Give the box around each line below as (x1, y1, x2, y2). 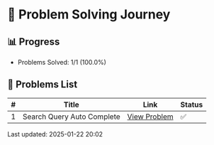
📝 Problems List (7, 78, 78, 91)
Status (180, 100, 203, 109)
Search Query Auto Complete (22, 112, 120, 122)
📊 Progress (7, 36, 60, 48)
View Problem (127, 112, 174, 122)
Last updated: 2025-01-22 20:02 (7, 129, 103, 138)
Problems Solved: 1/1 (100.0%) (17, 58, 106, 66)
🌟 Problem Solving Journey (7, 6, 171, 23)
